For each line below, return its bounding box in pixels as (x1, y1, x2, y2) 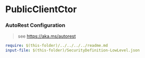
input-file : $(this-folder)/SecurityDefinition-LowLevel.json (5, 48, 140, 53)
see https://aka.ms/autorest (17, 33, 76, 39)
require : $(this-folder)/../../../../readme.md (5, 43, 108, 48)
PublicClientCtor (5, 4, 77, 15)
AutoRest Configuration (5, 22, 66, 29)
